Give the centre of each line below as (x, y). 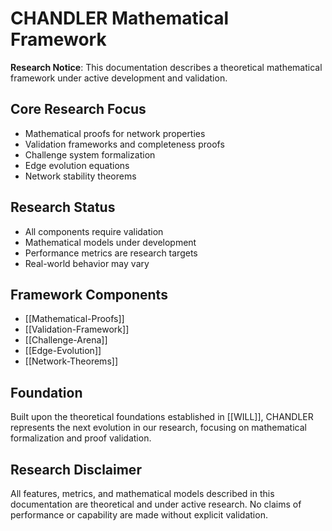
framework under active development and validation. (119, 78)
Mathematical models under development (110, 242)
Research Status (63, 207)
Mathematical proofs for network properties (115, 133)
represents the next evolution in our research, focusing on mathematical (158, 428)
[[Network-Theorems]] (71, 361)
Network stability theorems (80, 176)
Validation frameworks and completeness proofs (124, 144)
